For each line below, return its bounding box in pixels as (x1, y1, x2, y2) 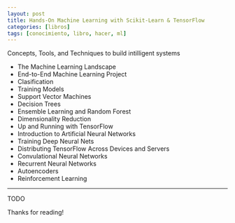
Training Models (17, 85, 64, 93)
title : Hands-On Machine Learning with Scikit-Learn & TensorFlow (7, 17, 205, 24)
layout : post (7, 10, 45, 18)
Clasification (17, 78, 54, 86)
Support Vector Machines (17, 93, 92, 101)
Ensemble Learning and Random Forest (17, 107, 131, 116)
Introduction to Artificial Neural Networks (17, 130, 136, 138)
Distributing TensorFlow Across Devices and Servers (17, 144, 170, 153)
